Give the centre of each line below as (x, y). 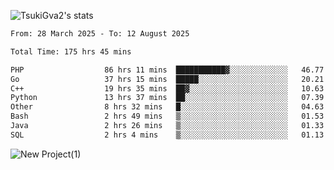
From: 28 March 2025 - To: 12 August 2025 (100, 34)
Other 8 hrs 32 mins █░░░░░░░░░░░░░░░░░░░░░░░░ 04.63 (167, 107)
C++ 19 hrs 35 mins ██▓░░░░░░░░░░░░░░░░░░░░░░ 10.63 (167, 88)
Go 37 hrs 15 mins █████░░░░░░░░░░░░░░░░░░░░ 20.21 (167, 79)
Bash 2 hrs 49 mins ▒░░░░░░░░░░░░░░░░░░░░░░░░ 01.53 (167, 116)
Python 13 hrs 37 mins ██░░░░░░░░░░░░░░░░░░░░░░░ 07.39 (167, 98)
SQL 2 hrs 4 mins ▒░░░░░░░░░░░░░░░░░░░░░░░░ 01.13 (167, 135)
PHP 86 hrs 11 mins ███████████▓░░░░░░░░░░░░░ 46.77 (167, 70)
